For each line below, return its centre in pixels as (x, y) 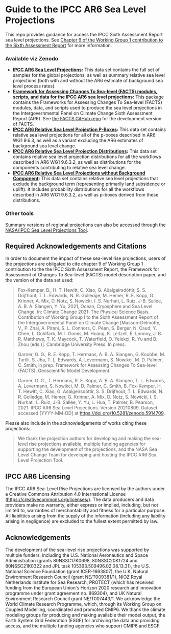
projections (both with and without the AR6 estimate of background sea (88, 81)
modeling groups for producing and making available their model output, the (86, 615)
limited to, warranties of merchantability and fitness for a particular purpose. (86, 511)
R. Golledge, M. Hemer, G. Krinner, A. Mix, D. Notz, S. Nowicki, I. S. (88, 397)
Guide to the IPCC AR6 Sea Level (76, 9)
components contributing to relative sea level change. (69, 168)
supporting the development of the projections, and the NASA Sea (87, 449)
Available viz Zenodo (32, 58)
